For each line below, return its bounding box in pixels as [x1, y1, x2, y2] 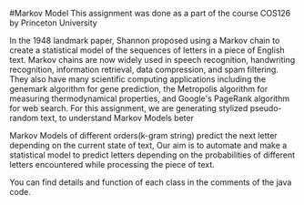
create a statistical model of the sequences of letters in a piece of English [9, 45, 285, 56]
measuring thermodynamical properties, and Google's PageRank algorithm [9, 93, 289, 104]
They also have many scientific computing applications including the [9, 74, 267, 85]
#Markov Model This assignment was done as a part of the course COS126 [9, 8, 291, 18]
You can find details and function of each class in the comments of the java [9, 177, 292, 188]
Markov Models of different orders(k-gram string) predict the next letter [9, 130, 278, 140]
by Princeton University [9, 17, 97, 28]
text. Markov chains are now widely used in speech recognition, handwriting [9, 55, 296, 65]
